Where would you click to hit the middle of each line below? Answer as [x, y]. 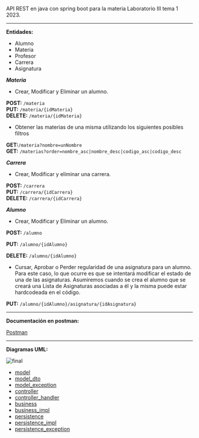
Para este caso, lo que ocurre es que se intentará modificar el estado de [103, 273]
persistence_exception [42, 429]
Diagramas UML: [27, 349]
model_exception [36, 385]
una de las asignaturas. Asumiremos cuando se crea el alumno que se [100, 280]
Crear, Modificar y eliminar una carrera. [63, 174]
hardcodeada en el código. [48, 292]
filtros [22, 133]
